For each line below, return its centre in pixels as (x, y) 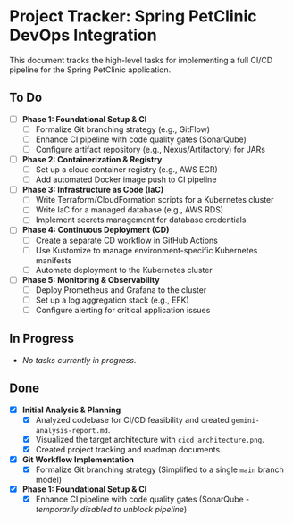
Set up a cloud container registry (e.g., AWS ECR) (127, 170)
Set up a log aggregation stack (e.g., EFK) (112, 300)
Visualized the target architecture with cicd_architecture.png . (150, 439)
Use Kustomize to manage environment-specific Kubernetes (146, 250)
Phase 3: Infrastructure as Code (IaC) (93, 190)
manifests (54, 260)
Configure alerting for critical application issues (123, 310)
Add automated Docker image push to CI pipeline (126, 179)
